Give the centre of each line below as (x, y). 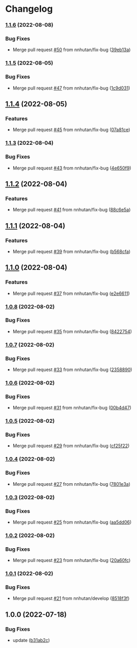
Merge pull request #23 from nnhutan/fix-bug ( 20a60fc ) (72, 560)
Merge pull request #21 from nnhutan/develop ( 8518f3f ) (71, 598)
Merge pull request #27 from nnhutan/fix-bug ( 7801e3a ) (72, 484)
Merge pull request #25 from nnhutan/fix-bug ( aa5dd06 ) (72, 522)
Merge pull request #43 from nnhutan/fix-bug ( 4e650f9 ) (72, 168)
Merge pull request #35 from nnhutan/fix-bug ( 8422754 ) (72, 331)
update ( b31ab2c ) (31, 640)
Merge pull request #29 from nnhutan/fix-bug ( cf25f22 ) (71, 446)
